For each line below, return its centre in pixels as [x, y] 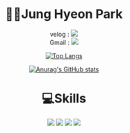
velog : [60, 34]
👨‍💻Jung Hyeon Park [64, 14]
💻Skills [64, 99]
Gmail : [60, 42]
